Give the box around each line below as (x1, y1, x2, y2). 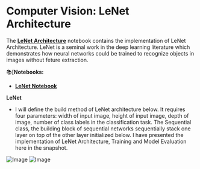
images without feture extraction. (6, 56, 89, 63)
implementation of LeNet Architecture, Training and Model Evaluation (14, 138, 187, 145)
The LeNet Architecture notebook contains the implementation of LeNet (6, 37, 186, 44)
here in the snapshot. (14, 144, 68, 151)
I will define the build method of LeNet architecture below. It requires (14, 106, 186, 113)
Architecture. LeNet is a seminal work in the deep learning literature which (6, 43, 190, 51)
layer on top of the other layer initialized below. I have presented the (14, 131, 184, 138)
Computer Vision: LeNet (6, 4, 130, 18)
